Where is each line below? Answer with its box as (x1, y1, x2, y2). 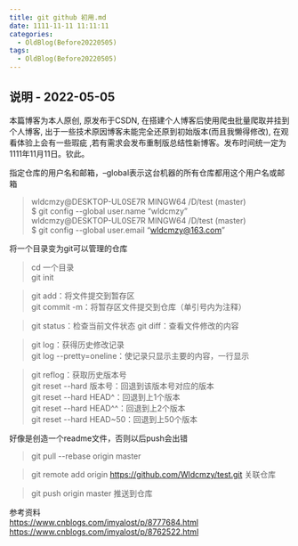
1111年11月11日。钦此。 (9, 148, 90, 159)
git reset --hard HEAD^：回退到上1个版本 (30, 391, 181, 402)
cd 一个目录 (30, 262, 75, 273)
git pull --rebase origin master (30, 451, 141, 461)
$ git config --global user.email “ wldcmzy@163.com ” (30, 224, 225, 235)
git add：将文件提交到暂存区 (30, 290, 135, 301)
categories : (9, 29, 53, 38)
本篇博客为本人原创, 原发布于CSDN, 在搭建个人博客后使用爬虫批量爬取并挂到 (9, 115, 290, 126)
